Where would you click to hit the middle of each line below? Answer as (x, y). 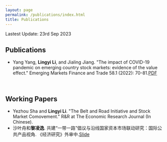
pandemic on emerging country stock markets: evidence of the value (85, 68)
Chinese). (23, 122)
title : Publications (27, 19)
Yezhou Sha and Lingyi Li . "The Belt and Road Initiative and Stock (81, 111)
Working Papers (31, 99)
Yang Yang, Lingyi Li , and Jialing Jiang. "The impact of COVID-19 (81, 62)
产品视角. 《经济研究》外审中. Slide (53, 134)
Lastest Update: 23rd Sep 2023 (38, 34)
